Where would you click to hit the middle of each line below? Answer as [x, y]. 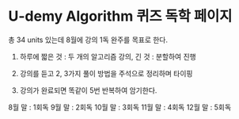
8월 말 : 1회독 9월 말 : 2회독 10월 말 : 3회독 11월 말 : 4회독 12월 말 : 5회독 [120, 107]
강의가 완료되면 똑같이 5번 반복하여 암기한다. [88, 90]
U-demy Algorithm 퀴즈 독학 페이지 [120, 16]
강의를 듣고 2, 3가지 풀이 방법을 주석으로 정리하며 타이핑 [106, 73]
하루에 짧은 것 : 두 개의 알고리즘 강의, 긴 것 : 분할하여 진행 [108, 56]
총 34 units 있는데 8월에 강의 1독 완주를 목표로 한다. [88, 40]
